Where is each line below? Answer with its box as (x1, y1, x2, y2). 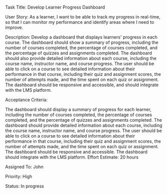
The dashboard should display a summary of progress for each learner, (5, 107, 152, 112)
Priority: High (5, 174, 32, 179)
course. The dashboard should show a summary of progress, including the (5, 39, 159, 45)
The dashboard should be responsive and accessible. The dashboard (5, 149, 148, 155)
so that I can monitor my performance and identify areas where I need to (5, 19, 155, 25)
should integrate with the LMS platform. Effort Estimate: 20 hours (5, 154, 139, 160)
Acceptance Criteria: (5, 97, 48, 103)
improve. (5, 24, 23, 30)
